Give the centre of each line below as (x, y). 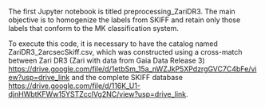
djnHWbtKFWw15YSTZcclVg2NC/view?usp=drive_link (97, 94)
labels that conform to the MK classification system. (94, 28)
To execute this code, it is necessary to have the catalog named (113, 44)
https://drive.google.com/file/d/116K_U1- (75, 86)
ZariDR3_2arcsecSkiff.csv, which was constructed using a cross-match (125, 52)
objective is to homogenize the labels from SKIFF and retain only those (125, 20)
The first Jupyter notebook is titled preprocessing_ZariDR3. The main (122, 11)
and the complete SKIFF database (127, 77)
